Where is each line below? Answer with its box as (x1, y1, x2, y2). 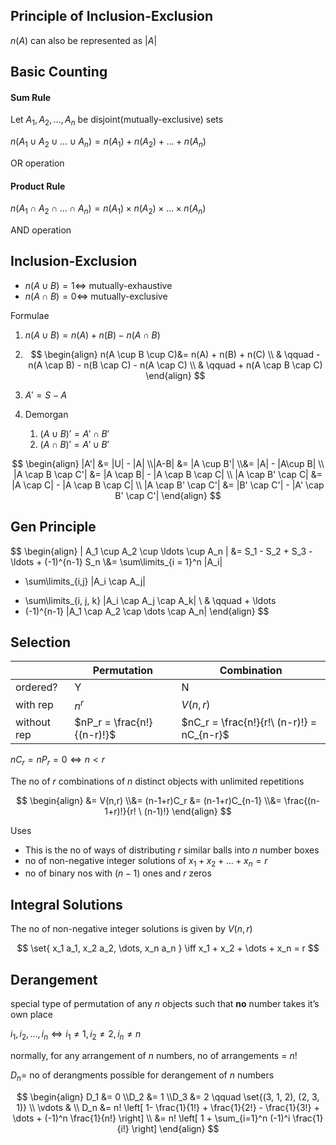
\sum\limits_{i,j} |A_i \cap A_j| (24, 575, 146, 587)
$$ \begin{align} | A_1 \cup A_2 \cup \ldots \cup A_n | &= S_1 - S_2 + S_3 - (10, 545, 313, 557)
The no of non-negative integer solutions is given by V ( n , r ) (10, 923, 253, 935)
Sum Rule (10, 91, 52, 103)
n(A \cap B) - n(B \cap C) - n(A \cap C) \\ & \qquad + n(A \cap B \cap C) (28, 359, 323, 371)
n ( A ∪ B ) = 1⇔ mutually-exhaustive (24, 279, 173, 291)
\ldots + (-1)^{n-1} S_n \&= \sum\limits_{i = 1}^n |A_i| (10, 555, 223, 568)
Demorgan (24, 408, 69, 420)
